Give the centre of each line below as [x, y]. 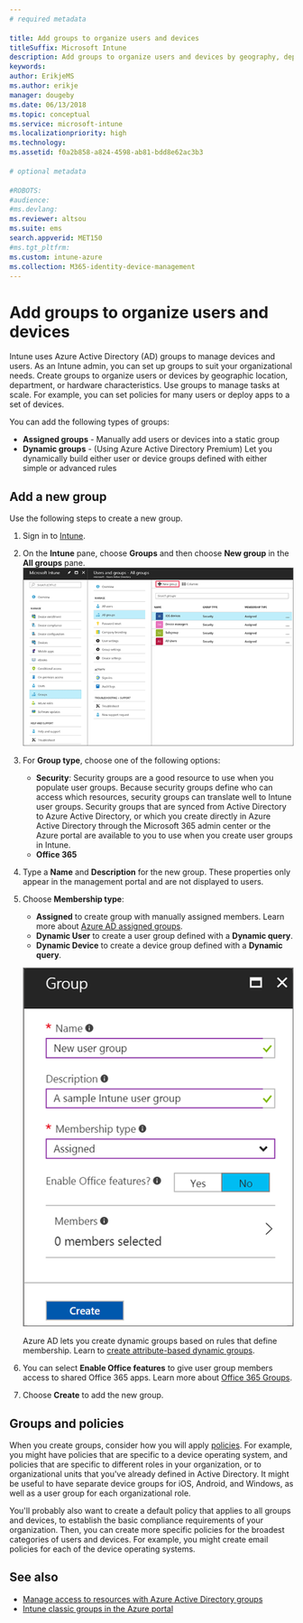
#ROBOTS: [26, 190]
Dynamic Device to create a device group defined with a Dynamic [159, 946]
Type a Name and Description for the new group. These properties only [156, 872]
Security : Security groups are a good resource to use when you [155, 778]
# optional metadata [48, 172]
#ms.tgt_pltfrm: [40, 247]
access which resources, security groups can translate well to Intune [164, 797]
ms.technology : [38, 143]
